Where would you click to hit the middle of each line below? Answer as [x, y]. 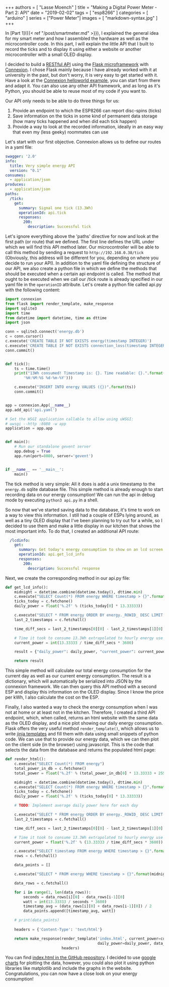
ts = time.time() [32, 368]
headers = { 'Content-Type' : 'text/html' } [58, 930]
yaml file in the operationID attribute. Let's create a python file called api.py [83, 285]
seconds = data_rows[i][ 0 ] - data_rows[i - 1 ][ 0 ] [74, 897]
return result [29, 661]
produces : [16, 184]
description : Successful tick [59, 227]
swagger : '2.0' [21, 156]
